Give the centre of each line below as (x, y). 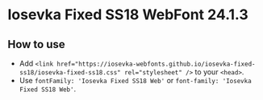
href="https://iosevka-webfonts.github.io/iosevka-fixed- (156, 64)
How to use (36, 44)
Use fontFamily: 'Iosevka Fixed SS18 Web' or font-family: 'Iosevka (135, 80)
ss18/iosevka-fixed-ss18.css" (70, 73)
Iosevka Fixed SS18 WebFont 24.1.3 (128, 15)
